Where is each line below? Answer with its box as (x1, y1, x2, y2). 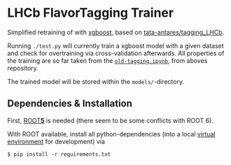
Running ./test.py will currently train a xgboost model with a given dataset (7, 41, 224, 50)
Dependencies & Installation (7, 98, 133, 110)
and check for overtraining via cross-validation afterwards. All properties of (7, 49, 225, 57)
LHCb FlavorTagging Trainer (7, 5, 174, 21)
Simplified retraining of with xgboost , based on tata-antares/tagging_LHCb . (7, 28, 225, 36)
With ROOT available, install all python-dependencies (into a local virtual (7, 129, 216, 138)
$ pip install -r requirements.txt (7, 150, 111, 158)
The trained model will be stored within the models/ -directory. (7, 77, 184, 85)
